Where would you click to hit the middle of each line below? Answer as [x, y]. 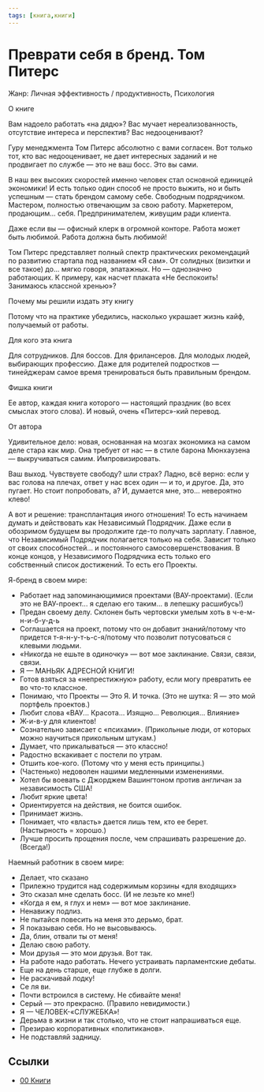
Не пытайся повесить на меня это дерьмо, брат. [101, 919]
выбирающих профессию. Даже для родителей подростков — [113, 363]
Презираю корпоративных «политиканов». [92, 1028]
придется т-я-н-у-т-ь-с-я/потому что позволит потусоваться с [125, 637]
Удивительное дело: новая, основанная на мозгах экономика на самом [129, 441]
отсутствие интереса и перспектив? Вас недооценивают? [106, 132]
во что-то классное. [54, 687]
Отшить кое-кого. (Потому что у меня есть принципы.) [112, 763]
